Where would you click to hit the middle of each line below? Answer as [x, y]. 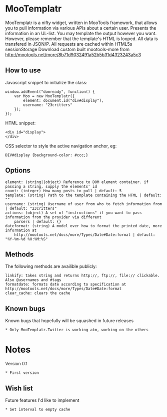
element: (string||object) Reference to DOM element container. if [77, 182]
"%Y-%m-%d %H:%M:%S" [27, 239]
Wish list [19, 388]
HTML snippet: [20, 123]
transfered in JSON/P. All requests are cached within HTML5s [69, 44]
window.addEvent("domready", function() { [50, 92]
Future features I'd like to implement [42, 400]
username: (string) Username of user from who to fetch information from [84, 204]
